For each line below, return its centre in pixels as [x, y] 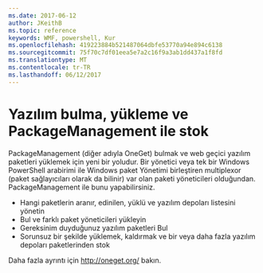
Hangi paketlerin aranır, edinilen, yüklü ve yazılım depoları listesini [128, 202]
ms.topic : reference [43, 30]
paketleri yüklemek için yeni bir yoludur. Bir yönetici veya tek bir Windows [129, 162]
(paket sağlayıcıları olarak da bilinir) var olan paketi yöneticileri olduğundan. [132, 178]
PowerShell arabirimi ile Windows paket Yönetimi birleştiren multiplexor [125, 170]
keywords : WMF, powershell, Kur [62, 38]
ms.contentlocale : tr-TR [49, 68]
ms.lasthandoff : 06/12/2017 [55, 75]
